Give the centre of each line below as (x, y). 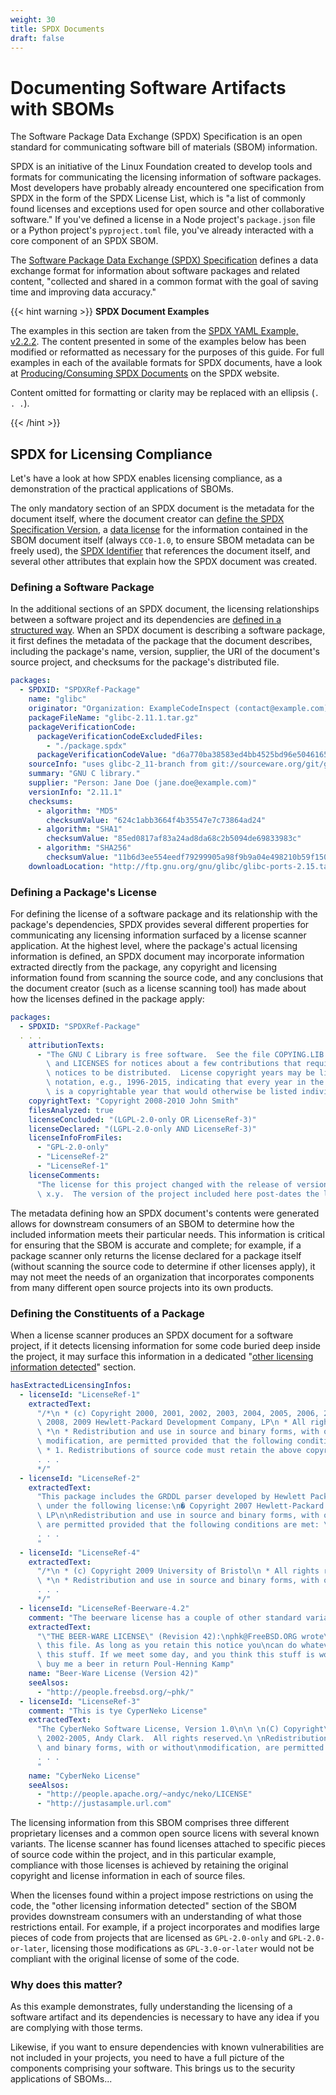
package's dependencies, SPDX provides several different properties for (160, 925)
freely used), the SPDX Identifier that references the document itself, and (160, 551)
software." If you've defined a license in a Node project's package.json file (163, 220)
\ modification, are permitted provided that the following (164, 1441)
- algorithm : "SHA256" (84, 848)
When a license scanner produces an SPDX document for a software (152, 1335)
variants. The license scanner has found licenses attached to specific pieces (168, 1844)
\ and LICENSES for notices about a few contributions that (174, 1064)
